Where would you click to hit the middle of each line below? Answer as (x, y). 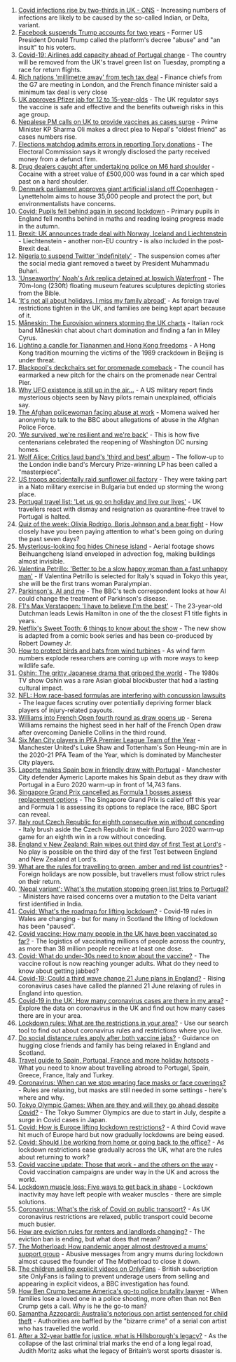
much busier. (37, 1224)
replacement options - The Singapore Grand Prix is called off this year (119, 799)
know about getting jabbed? (58, 971)
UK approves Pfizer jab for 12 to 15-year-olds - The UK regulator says (118, 100)
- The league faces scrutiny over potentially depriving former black (115, 703)
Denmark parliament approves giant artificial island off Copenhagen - (118, 189)
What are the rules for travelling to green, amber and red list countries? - (123, 866)
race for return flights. (50, 70)
